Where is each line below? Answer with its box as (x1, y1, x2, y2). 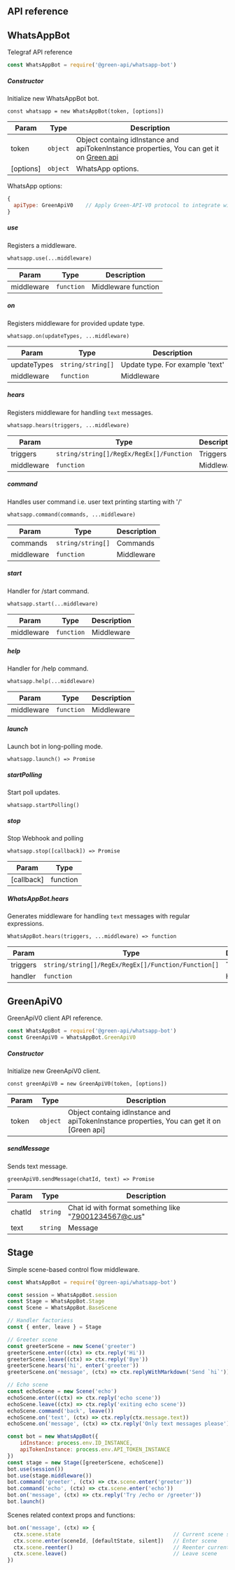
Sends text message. (7, 1162, 68, 1170)
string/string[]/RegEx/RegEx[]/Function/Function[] (43, 961, 219, 969)
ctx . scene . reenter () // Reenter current (13, 1543, 230, 1551)
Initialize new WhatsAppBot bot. (7, 94, 99, 103)
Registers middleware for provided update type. (7, 318, 145, 328)
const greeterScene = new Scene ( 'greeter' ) (7, 1343, 136, 1350)
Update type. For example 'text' (120, 360, 225, 370)
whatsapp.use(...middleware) (7, 255, 92, 262)
